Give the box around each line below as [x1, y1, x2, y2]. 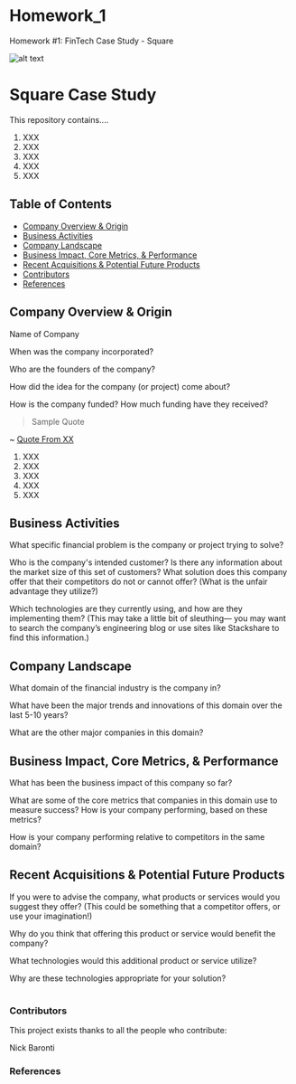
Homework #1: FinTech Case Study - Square [9, 35, 174, 46]
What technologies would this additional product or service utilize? [9, 955, 257, 966]
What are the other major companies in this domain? [9, 727, 204, 738]
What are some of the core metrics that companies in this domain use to [9, 795, 278, 806]
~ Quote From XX [9, 433, 74, 444]
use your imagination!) [9, 910, 93, 921]
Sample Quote [31, 416, 85, 427]
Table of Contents [9, 196, 113, 212]
